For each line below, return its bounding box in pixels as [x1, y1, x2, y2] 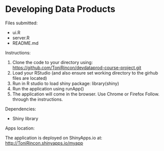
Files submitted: [5, 20, 38, 26]
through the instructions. [12, 96, 63, 102]
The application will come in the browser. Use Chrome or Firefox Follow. [12, 91, 160, 97]
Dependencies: [5, 106, 36, 112]
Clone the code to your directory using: [12, 59, 93, 65]
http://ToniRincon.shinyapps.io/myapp [5, 140, 83, 146]
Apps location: [5, 125, 35, 131]
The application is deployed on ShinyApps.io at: [5, 135, 103, 141]
